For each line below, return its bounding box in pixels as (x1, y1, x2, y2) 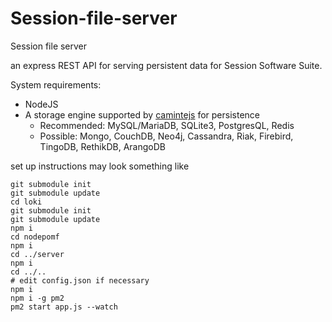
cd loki (10, 197, 43, 207)
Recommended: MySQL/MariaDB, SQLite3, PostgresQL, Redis (39, 119, 295, 131)
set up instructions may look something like (10, 160, 190, 172)
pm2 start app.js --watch (10, 302, 118, 312)
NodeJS (24, 98, 59, 110)
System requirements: (10, 78, 102, 91)
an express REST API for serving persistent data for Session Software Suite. (10, 59, 323, 71)
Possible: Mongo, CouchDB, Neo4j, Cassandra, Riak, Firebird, (39, 130, 294, 142)
